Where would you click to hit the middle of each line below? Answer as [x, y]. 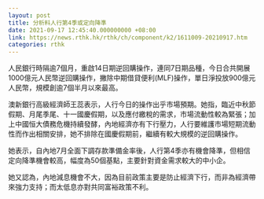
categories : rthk [37, 45]
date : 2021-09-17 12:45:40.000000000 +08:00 [82, 30]
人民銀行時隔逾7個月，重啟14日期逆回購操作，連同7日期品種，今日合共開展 [129, 68]
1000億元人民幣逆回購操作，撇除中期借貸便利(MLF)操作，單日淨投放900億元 [132, 78]
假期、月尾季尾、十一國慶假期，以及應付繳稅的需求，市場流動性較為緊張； [128, 114]
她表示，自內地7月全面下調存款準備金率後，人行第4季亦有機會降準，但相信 [129, 151]
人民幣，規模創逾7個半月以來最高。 [65, 88]
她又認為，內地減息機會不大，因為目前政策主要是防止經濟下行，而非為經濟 [128, 177]
